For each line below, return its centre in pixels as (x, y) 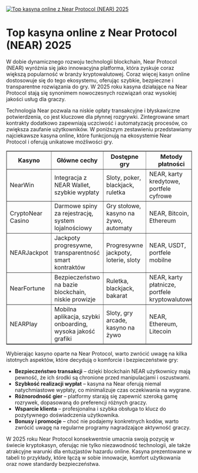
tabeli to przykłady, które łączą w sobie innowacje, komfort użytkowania (93, 457)
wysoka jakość (75, 331)
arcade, (117, 320)
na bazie (66, 284)
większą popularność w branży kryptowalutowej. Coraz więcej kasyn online (98, 74)
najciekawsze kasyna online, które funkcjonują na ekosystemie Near (89, 135)
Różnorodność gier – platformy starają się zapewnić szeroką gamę (96, 396)
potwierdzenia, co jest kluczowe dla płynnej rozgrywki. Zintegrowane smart (98, 116)
